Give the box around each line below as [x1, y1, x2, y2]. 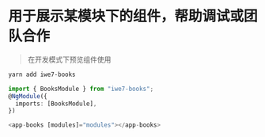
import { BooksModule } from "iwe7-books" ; [8, 85, 154, 93]
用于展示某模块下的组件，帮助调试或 [8, 7, 244, 25]
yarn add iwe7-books [8, 70, 77, 78]
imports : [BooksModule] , [15, 100, 97, 108]
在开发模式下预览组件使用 [27, 55, 112, 64]
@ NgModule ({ [8, 92, 47, 100]
